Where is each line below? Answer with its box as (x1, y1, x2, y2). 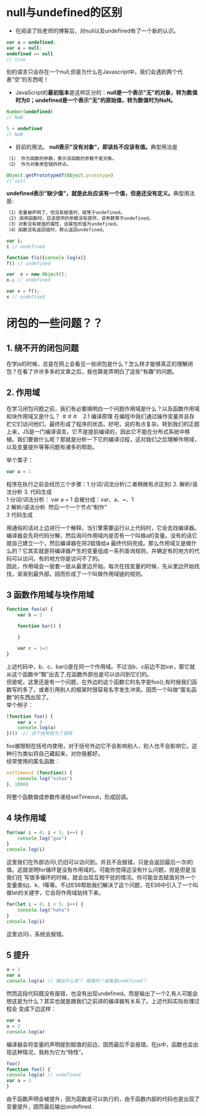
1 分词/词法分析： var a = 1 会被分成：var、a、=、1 (6, 495, 134, 503)
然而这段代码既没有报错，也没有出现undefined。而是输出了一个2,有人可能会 (6, 990, 198, 997)
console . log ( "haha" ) (17, 907, 70, 913)
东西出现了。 (19, 694, 52, 701)
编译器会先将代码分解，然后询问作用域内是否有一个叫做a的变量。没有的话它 (6, 532, 197, 539)
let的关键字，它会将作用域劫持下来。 (11, 889, 104, 896)
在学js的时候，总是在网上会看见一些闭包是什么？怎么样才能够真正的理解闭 (6, 360, 193, 367)
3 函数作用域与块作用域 (6, 590, 94, 600)
